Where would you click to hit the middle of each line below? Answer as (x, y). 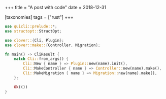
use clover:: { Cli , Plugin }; (35, 40)
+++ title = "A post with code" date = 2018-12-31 (56, 7)
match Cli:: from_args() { (41, 59)
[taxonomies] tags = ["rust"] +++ (39, 17)
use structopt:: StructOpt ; (33, 31)
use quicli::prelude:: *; (31, 26)
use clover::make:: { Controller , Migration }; (53, 45)
